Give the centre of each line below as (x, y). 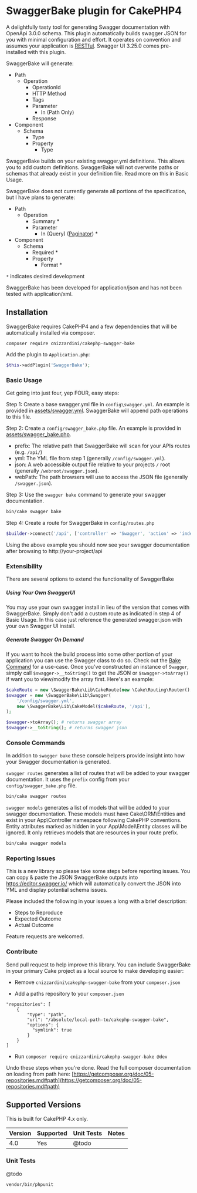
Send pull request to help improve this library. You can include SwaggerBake (98, 965)
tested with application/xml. (40, 294)
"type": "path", (47, 1015)
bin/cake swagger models (36, 844)
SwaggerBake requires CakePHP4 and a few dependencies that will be (92, 326)
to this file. (19, 417)
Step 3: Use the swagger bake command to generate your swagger (86, 494)
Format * (52, 265)
